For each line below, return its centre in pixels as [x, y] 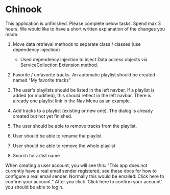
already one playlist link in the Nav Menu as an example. [72, 101]
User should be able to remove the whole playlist [64, 146]
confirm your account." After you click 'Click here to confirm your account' [84, 181]
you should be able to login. [34, 187]
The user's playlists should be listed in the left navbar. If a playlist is [83, 90]
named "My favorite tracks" [42, 80]
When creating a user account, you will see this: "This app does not [76, 165]
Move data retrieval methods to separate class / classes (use [77, 44]
